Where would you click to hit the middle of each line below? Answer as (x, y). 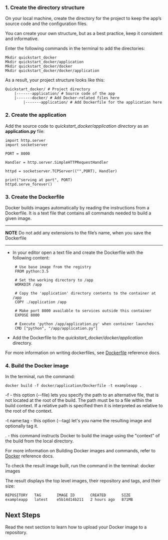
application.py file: (25, 131)
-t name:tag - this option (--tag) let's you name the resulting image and (78, 421)
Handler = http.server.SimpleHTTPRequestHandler (57, 162)
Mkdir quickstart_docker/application (44, 62)
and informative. (22, 39)
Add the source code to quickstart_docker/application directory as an (77, 126)
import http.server (25, 140)
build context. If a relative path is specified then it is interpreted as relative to (84, 406)
